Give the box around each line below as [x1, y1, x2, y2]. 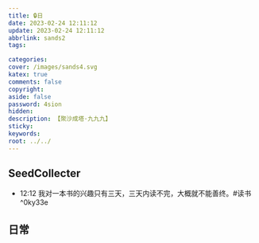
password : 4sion [8, 100, 62, 108]
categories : [8, 56, 48, 64]
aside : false [8, 92, 52, 100]
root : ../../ [8, 137, 52, 145]
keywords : [8, 130, 41, 138]
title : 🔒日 [8, 11, 44, 20]
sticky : [8, 123, 34, 131]
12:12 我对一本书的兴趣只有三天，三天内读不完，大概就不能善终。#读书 [19, 189, 252, 198]
